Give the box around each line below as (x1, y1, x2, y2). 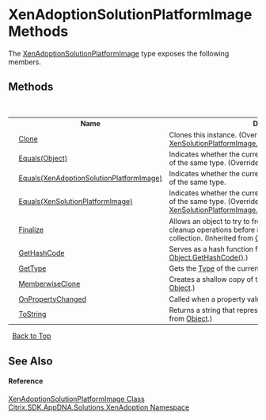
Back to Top (11, 331, 51, 341)
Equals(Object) (18, 153, 68, 164)
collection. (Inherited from (169, 233, 253, 243)
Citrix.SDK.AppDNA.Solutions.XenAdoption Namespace (8, 403, 190, 412)
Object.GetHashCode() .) (169, 252, 249, 262)
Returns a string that (169, 305, 235, 314)
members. (8, 57, 42, 67)
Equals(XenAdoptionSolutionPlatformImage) (18, 173, 162, 183)
